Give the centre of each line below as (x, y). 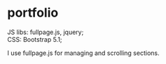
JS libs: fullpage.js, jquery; (46, 32)
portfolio (33, 13)
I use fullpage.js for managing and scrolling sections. (83, 53)
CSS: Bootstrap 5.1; (35, 39)
